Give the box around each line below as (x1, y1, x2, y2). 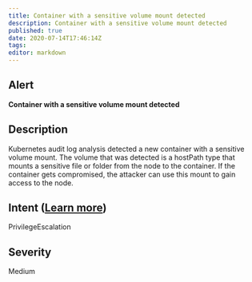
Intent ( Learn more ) (8, 201, 107, 215)
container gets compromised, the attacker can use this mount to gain (8, 169, 236, 179)
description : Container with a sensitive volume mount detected (8, 19, 227, 27)
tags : (8, 42, 26, 50)
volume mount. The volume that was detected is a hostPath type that (8, 153, 236, 162)
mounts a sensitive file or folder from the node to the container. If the (8, 161, 236, 170)
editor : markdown (8, 49, 66, 57)
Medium (8, 267, 36, 276)
